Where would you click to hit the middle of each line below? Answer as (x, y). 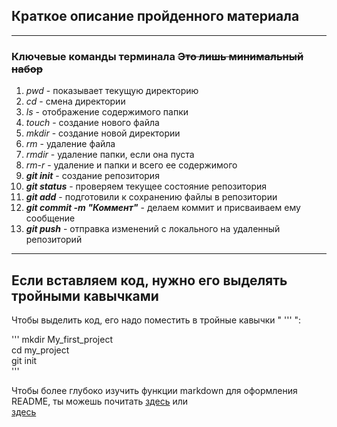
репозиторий (54, 240)
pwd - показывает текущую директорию (112, 91)
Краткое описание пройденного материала (155, 16)
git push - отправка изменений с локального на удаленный (153, 229)
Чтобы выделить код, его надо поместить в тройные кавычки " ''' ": (156, 320)
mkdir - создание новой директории (103, 133)
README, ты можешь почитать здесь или (100, 401)
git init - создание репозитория (92, 176)
